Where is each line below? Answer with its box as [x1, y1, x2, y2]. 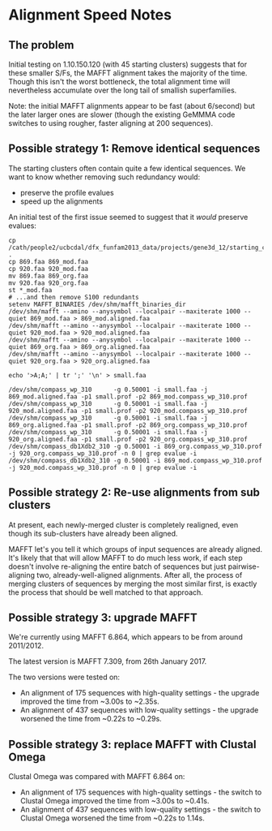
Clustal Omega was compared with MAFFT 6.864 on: [8, 772, 185, 781]
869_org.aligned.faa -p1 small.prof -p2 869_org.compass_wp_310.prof [8, 420, 249, 429]
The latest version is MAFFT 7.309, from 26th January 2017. [8, 657, 207, 666]
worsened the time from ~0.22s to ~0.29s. [19, 714, 162, 724]
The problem [8, 38, 74, 52]
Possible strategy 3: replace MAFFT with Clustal [8, 737, 257, 751]
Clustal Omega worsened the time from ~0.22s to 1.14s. [19, 813, 205, 823]
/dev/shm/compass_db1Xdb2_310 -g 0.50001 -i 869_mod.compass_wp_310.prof [8, 456, 263, 464]
